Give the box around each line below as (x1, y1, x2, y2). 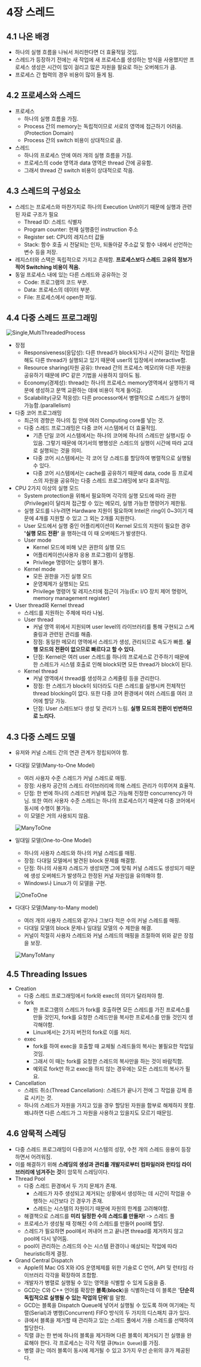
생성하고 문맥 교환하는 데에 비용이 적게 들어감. (35, 387, 143, 394)
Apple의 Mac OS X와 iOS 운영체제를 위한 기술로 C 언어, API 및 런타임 (23, 1263, 188, 1271)
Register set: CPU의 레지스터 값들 (23, 233, 105, 240)
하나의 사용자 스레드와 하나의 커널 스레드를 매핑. (23, 849, 136, 857)
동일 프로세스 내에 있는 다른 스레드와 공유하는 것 (14, 271, 127, 278)
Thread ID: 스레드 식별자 (23, 218, 82, 225)
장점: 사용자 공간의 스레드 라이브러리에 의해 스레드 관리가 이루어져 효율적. (23, 782, 196, 789)
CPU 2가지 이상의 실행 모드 (14, 484, 79, 492)
